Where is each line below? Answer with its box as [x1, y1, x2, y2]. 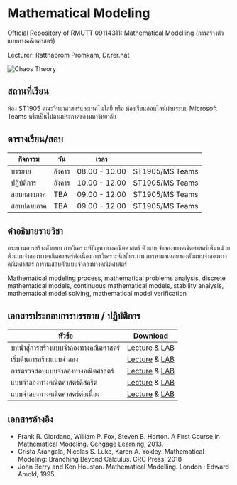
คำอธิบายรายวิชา [7, 225, 64, 237]
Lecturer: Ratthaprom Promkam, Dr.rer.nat [7, 50, 130, 59]
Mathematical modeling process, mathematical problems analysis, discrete [7, 274, 226, 282]
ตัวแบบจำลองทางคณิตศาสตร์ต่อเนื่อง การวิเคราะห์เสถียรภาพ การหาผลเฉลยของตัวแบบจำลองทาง [7, 252, 227, 260]
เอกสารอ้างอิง [7, 413, 54, 425]
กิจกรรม [18, 154, 40, 164]
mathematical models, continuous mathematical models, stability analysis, [7, 282, 224, 290]
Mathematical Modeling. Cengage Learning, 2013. [17, 439, 164, 448]
